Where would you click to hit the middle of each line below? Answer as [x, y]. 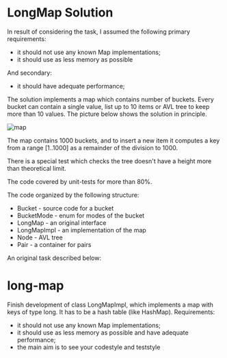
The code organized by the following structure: [73, 195]
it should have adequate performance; [71, 86]
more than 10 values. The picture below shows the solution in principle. [107, 114]
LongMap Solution [60, 13]
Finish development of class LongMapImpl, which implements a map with [110, 305]
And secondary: [30, 73]
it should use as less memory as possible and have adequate [103, 332]
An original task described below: [54, 258]
